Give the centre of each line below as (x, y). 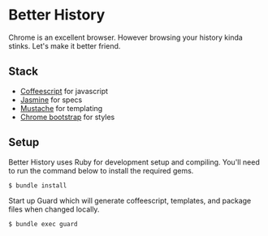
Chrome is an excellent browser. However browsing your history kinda (126, 37)
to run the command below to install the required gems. (101, 170)
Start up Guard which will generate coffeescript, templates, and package (130, 200)
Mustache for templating (61, 108)
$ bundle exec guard (43, 224)
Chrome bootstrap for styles (67, 117)
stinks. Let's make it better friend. (65, 45)
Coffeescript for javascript (64, 91)
